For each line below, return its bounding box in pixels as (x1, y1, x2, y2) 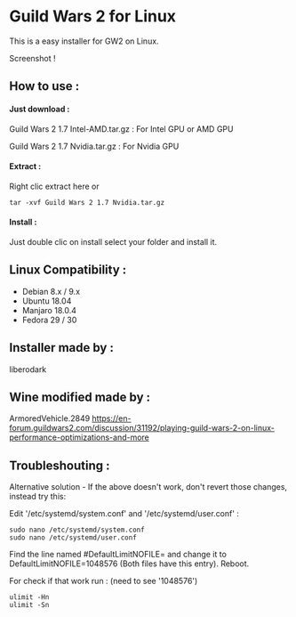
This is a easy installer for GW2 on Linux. (9, 36, 159, 46)
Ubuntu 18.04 (21, 296, 72, 306)
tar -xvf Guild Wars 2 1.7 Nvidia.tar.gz (9, 198, 165, 207)
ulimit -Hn (9, 593, 50, 602)
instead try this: (9, 491, 67, 502)
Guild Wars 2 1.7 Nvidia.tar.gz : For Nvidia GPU (9, 141, 180, 151)
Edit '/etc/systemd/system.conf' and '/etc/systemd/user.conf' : (9, 508, 240, 519)
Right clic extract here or (9, 181, 100, 191)
